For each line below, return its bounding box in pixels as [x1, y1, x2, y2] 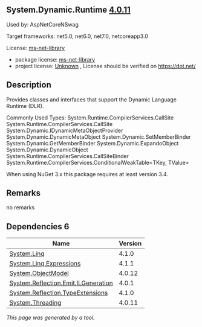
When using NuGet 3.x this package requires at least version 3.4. [6, 170, 168, 177]
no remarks [6, 204, 35, 211]
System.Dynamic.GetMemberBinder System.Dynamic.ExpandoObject [6, 139, 179, 147]
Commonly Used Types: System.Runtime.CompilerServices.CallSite [6, 114, 174, 121]
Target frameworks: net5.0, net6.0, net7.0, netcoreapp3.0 [6, 33, 148, 40]
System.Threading [9, 299, 62, 307]
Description [6, 80, 51, 90]
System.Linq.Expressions [9, 259, 81, 268]
